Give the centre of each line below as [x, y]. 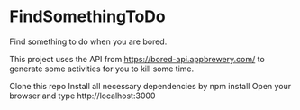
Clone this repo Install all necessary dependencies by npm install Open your [150, 86]
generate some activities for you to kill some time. [102, 69]
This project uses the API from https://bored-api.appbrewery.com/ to [137, 59]
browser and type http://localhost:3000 [82, 96]
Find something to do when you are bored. [88, 41]
